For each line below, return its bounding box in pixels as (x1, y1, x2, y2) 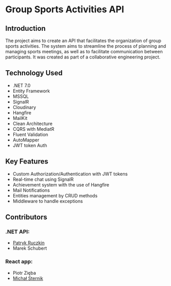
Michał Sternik (12, 275, 44, 281)
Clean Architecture (12, 120, 53, 127)
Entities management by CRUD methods (12, 192, 98, 198)
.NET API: (5, 228, 30, 235)
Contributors (5, 213, 48, 221)
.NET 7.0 (12, 82, 31, 88)
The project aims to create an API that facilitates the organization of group (5, 37, 161, 44)
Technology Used (5, 69, 63, 77)
